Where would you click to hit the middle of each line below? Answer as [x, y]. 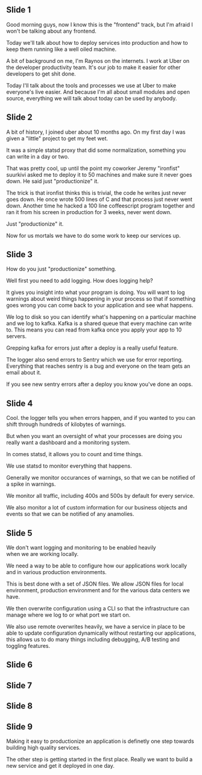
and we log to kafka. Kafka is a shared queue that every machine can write [99, 324]
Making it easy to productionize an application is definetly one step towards [100, 741]
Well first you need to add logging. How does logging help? [80, 281]
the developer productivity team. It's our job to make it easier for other [93, 67]
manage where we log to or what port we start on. [68, 615]
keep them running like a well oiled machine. [61, 49]
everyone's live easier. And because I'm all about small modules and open [98, 92]
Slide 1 [19, 10]
